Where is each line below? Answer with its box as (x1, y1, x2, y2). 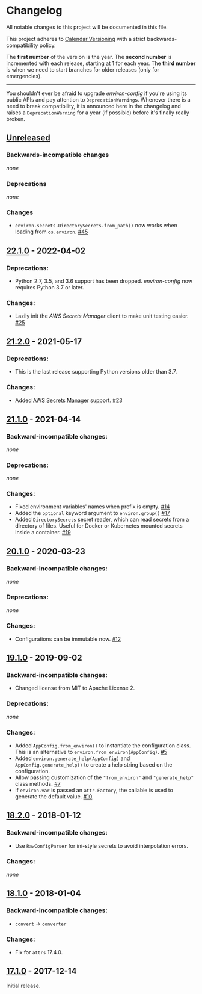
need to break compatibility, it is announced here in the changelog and (6, 102, 182, 110)
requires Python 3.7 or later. (14, 283, 84, 291)
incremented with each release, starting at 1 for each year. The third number (6, 60, 196, 67)
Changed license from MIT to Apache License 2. (14, 684, 135, 692)
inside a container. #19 (14, 529, 71, 536)
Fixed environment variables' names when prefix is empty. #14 (14, 503, 170, 510)
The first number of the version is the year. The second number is (6, 53, 172, 60)
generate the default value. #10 (14, 793, 93, 800)
